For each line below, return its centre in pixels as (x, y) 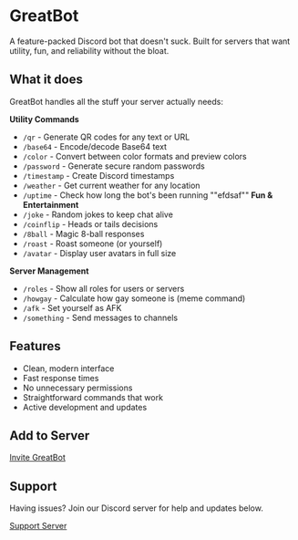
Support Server (38, 526)
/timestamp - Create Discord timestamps (98, 175)
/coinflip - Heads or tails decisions (90, 223)
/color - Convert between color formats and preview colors (135, 156)
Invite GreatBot (37, 458)
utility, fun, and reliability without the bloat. (89, 50)
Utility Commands (44, 119)
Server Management (49, 271)
